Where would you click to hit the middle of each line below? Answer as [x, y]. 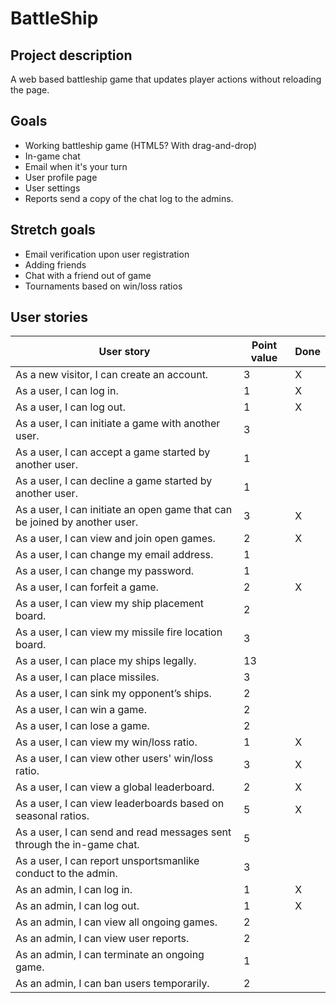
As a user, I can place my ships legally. [106, 661]
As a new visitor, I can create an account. [112, 375]
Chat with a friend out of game [88, 275]
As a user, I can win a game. [81, 710]
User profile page [61, 177]
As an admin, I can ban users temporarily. [112, 984]
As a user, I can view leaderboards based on [120, 804]
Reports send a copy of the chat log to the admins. [129, 198]
